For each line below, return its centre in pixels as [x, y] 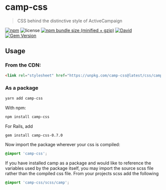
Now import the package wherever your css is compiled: [62, 145]
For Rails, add [19, 126]
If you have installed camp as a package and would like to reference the [78, 163]
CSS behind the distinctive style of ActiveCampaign [70, 21]
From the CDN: [23, 65]
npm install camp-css [27, 117]
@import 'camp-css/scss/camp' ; [37, 183]
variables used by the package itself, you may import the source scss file [80, 168]
